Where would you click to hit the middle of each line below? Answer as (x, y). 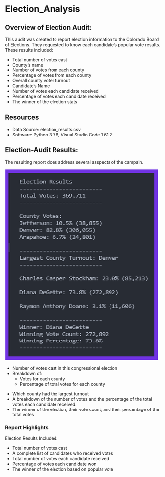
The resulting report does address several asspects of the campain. (74, 162)
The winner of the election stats (45, 102)
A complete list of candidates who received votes (63, 453)
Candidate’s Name (31, 86)
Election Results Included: (31, 438)
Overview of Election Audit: (49, 28)
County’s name (28, 65)
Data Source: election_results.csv (46, 129)
